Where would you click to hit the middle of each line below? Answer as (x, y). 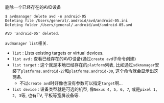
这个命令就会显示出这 (137, 71)
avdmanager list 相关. (26, 43)
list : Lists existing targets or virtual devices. (58, 53)
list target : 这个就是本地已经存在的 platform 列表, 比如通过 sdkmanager (83, 65)
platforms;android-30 (91, 71)
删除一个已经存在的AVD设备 (33, 7)
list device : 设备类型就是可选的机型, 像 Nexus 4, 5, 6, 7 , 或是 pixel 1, (85, 89)
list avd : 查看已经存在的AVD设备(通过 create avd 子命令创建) (74, 59)
